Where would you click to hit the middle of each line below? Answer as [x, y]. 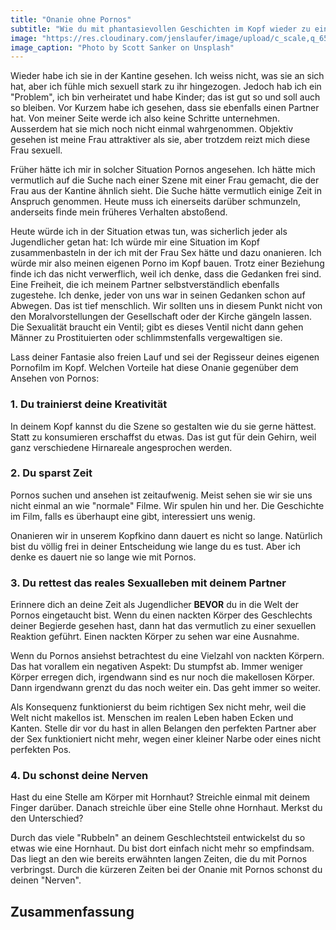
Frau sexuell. [36, 150]
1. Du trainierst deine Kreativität [89, 404]
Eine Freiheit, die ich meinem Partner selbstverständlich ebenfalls [145, 285]
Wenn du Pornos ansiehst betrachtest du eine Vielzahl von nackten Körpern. [167, 656]
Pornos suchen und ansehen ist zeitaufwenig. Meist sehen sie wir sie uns [161, 495]
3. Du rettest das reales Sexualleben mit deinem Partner [148, 583]
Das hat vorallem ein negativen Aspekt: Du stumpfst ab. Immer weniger [157, 667]
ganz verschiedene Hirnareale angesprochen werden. [121, 447]
